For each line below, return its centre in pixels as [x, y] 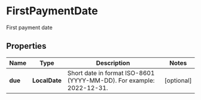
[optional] [178, 80]
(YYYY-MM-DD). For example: [111, 80]
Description [113, 62]
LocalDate [47, 80]
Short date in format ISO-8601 [111, 73]
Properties [26, 46]
